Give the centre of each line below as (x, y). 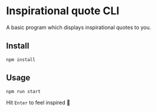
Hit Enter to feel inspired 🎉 (38, 103)
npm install (21, 60)
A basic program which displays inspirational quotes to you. (79, 27)
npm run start (24, 91)
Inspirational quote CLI (63, 11)
